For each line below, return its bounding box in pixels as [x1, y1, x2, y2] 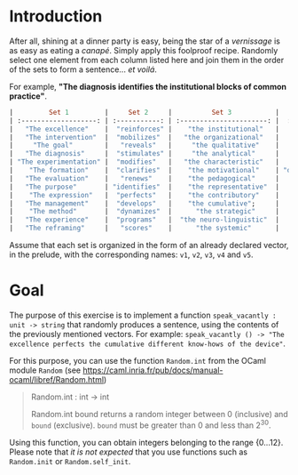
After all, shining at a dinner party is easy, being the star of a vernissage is [9, 36, 281, 46]
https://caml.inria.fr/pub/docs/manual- [82, 365, 223, 375]
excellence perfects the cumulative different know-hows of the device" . [9, 338, 286, 349]
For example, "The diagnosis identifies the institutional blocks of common [9, 81, 286, 92]
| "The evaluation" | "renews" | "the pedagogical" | [9, 173, 279, 183]
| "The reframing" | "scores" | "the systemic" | [9, 224, 279, 233]
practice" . [9, 91, 47, 101]
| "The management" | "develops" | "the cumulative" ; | [9, 198, 279, 208]
